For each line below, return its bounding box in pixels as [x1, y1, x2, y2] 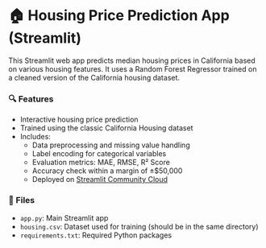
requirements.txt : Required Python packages [19, 230, 172, 240]
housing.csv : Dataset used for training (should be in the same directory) [19, 221, 259, 231]
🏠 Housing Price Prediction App [8, 6, 230, 25]
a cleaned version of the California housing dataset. [8, 72, 180, 82]
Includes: [19, 132, 51, 142]
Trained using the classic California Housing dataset [19, 123, 193, 133]
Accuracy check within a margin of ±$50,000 [31, 166, 183, 176]
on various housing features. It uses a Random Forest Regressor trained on [8, 64, 257, 73]
